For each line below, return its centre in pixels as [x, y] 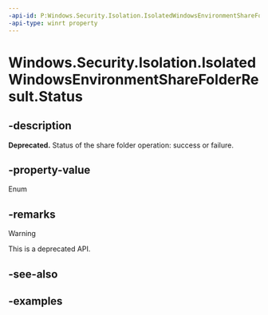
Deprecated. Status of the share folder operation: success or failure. [121, 145]
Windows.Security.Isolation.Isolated [132, 63]
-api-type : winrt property [53, 23]
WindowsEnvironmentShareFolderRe [134, 79]
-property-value [49, 169]
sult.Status [46, 96]
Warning [22, 234]
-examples [35, 301]
